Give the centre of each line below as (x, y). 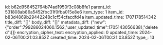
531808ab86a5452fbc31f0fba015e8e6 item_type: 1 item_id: (64, 12)
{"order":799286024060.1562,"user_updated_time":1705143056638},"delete (81, 27)
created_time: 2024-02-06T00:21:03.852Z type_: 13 (102, 37)
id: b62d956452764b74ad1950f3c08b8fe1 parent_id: (58, 7)
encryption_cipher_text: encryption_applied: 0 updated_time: (78, 32)
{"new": (98, 22)
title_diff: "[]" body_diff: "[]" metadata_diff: (47, 22)
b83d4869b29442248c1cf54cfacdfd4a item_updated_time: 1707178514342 (81, 17)
